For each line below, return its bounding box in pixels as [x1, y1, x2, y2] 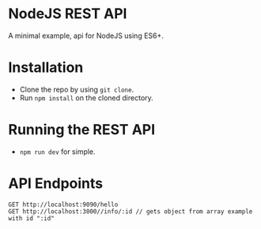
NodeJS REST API [8, 5, 127, 23]
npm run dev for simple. [19, 147, 96, 156]
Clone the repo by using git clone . [19, 84, 134, 94]
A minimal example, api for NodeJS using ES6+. [8, 31, 165, 40]
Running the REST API [8, 121, 156, 139]
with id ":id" [8, 214, 55, 222]
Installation [8, 58, 84, 77]
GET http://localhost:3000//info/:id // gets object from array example [8, 207, 253, 216]
